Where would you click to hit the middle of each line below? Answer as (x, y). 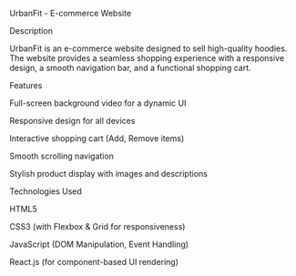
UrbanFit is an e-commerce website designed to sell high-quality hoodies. (148, 48)
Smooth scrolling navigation (61, 156)
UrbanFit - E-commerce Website (71, 13)
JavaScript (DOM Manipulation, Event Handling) (99, 244)
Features (26, 85)
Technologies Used (46, 191)
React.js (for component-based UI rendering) (94, 262)
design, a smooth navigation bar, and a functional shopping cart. (131, 68)
